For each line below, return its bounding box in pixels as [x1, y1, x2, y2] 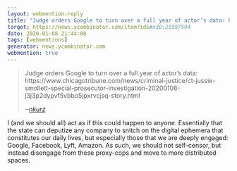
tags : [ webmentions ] [7, 37, 68, 44]
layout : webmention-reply [7, 10, 83, 18]
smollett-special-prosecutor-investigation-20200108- [24, 84, 181, 92]
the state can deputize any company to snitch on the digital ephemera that [7, 126, 224, 134]
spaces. [7, 156, 30, 164]
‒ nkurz [24, 105, 46, 113]
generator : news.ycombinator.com [7, 43, 106, 50]
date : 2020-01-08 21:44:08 [7, 30, 87, 37]
